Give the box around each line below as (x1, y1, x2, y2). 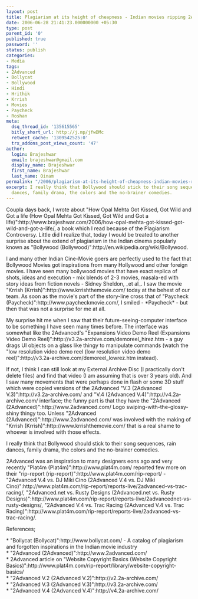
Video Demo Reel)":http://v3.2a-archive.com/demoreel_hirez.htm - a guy (6, 335, 183, 342)
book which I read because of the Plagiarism (61, 225, 170, 232)
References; (6, 525, 36, 532)
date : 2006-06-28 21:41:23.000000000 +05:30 (6, 19, 117, 25)
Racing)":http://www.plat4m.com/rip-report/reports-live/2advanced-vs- (6, 508, 181, 515)
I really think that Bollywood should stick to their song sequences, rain (6, 440, 177, 447)
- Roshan (6, 113, 28, 119)
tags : (6, 63, 19, 70)
